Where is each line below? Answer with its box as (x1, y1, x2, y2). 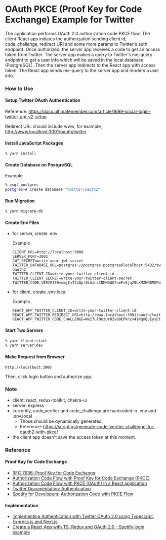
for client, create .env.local (12, 289, 67, 295)
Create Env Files (5, 220, 40, 226)
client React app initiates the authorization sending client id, (5, 36, 127, 42)
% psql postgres (5, 182, 39, 187)
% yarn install (5, 151, 37, 156)
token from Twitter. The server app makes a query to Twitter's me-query (5, 51, 153, 58)
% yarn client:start (5, 338, 48, 343)
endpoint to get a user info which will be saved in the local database (5, 57, 144, 63)
